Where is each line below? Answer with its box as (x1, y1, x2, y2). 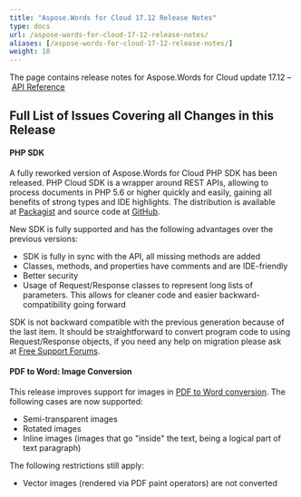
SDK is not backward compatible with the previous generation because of (9, 317, 286, 327)
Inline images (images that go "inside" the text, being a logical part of (22, 433, 282, 443)
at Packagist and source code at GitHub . (9, 206, 160, 217)
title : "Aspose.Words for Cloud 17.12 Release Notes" (9, 13, 218, 23)
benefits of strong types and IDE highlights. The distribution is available (9, 196, 277, 207)
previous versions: (9, 233, 79, 244)
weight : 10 (9, 47, 51, 56)
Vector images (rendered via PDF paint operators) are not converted (22, 477, 278, 488)
